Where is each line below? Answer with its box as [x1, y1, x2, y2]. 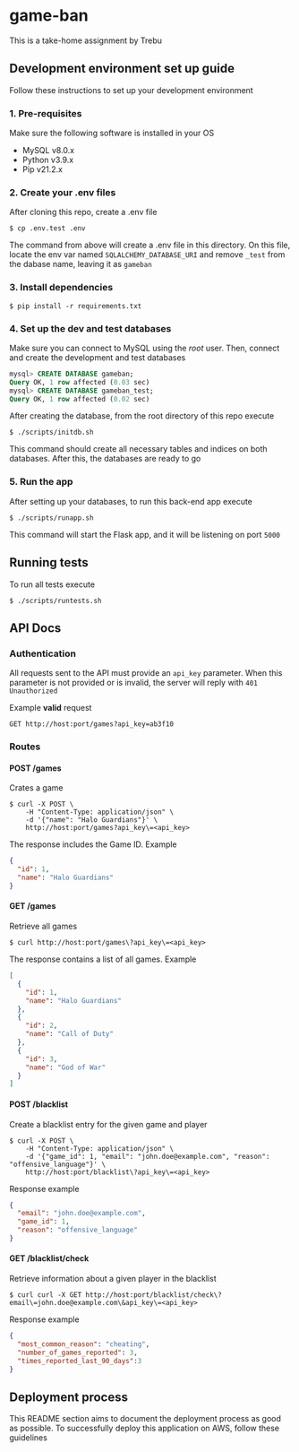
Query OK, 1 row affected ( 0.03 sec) [9, 377, 150, 386]
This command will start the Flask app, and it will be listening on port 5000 [9, 529, 280, 540]
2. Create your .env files [9, 186, 116, 198]
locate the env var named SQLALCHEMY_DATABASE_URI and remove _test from [9, 249, 286, 260]
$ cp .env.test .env [9, 224, 87, 233]
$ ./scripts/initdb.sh [9, 428, 94, 437]
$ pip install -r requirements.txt [9, 301, 142, 310]
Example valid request [9, 703, 92, 713]
